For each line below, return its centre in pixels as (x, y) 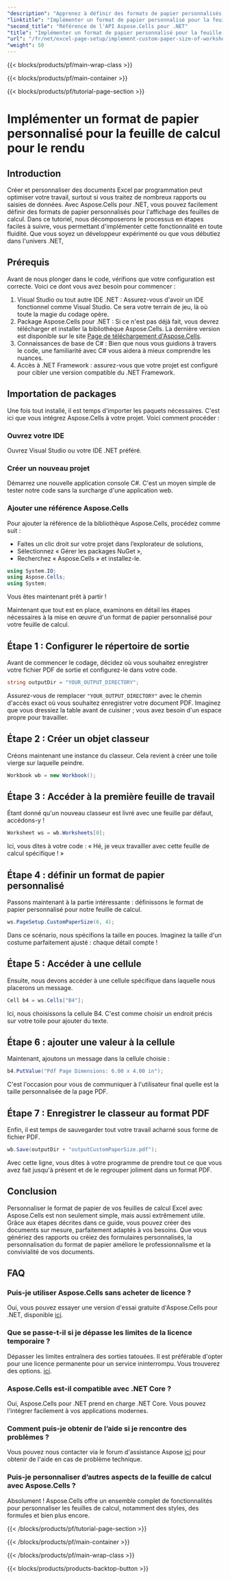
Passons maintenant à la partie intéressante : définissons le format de (105, 902)
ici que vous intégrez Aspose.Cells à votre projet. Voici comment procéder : (113, 418)
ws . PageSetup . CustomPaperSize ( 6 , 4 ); (61, 922)
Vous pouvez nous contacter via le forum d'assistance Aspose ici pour (106, 1452)
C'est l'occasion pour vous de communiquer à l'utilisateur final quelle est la (113, 1085)
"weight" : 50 (26, 45)
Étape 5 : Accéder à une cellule (74, 964)
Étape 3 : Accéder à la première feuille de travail (111, 796)
